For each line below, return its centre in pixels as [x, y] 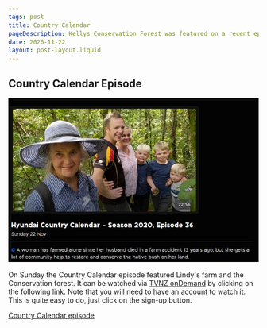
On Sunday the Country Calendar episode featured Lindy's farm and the [126, 275]
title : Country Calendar [49, 25]
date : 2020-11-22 [37, 42]
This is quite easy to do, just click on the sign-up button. [100, 300]
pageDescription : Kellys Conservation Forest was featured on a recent [129, 33]
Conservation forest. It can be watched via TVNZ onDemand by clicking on [131, 284]
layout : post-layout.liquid [55, 50]
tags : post [26, 17]
